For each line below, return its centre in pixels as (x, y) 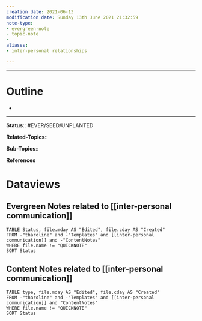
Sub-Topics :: (23, 148)
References (21, 160)
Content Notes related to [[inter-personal (85, 269)
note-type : (20, 23)
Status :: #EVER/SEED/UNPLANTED (50, 125)
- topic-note (23, 34)
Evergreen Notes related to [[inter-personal (89, 207)
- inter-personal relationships (47, 51)
